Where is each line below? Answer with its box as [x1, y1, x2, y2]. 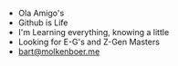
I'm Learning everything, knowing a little [17, 27, 170, 37]
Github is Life [17, 17, 68, 28]
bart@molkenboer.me [17, 46, 100, 57]
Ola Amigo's [17, 8, 65, 18]
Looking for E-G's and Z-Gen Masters [17, 36, 160, 47]
